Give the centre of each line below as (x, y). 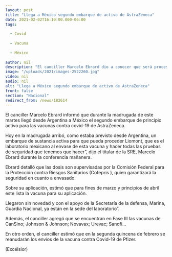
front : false (19, 91)
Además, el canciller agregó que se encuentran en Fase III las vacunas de (83, 219)
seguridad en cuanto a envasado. (40, 178)
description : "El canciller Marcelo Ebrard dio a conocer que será (79, 67)
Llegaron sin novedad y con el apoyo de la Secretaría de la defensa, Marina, (85, 203)
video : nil (17, 77)
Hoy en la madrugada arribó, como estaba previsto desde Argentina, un (81, 135)
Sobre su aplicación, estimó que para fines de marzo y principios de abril (82, 188)
